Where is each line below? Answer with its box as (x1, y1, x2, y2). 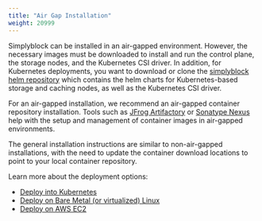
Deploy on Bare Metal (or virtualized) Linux (19, 196, 160, 205)
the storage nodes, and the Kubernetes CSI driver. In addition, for (8, 57, 222, 68)
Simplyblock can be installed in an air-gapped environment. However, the (8, 41, 249, 50)
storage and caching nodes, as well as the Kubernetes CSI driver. (8, 83, 222, 92)
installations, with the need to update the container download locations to (8, 148, 249, 157)
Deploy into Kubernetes (19, 187, 98, 196)
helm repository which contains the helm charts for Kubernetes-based (8, 75, 238, 84)
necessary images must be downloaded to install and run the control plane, (8, 49, 255, 59)
